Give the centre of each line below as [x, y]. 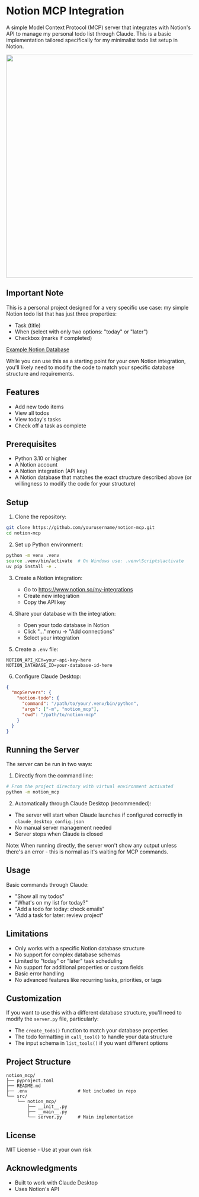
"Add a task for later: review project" [59, 915]
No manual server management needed [63, 828]
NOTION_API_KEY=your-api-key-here [49, 660]
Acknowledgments [42, 1168]
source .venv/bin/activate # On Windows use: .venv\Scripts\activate [95, 561]
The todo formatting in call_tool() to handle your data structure [94, 1037]
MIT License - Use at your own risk [49, 1150]
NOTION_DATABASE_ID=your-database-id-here [59, 665]
